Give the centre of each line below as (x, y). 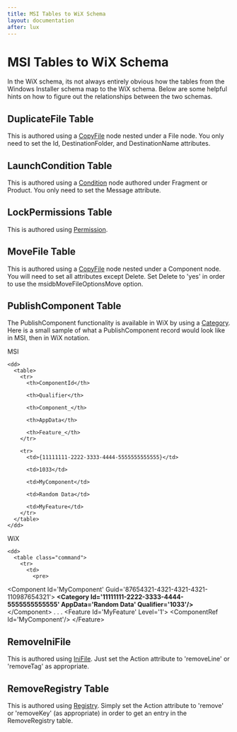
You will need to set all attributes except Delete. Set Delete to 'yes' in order (116, 276)
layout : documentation (41, 21)
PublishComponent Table (64, 306)
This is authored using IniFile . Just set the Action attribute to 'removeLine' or (118, 659)
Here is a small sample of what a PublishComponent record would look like (116, 330)
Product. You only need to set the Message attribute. (84, 190)
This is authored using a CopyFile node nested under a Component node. (114, 269)
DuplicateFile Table (51, 118)
